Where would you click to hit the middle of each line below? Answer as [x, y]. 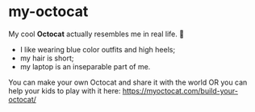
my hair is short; [47, 58]
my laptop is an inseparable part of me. [85, 66]
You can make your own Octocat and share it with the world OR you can [128, 82]
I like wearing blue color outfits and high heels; [98, 49]
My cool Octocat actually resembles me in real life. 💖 [96, 34]
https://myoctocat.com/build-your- [180, 90]
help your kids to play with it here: [65, 90]
